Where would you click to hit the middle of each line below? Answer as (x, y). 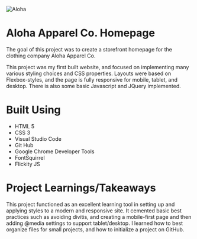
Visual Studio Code (38, 138)
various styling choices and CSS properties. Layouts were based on (89, 73)
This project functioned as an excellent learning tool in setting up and (91, 204)
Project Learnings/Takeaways (81, 188)
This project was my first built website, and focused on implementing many (98, 67)
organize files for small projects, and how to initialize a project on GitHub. (95, 229)
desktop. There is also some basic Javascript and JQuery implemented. (94, 86)
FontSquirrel (30, 157)
